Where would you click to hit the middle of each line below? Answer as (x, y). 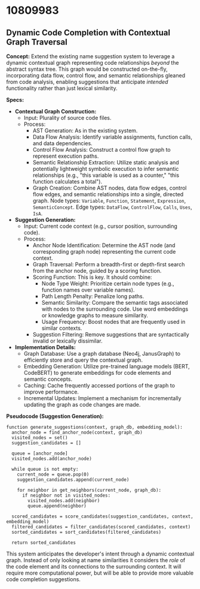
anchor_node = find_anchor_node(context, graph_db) (77, 432)
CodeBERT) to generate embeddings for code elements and (97, 373)
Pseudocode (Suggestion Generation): (55, 416)
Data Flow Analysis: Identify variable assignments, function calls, (113, 137)
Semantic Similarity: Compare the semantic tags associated (115, 303)
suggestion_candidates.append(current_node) (73, 480)
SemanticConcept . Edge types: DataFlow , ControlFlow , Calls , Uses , (112, 207)
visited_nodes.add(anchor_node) (52, 459)
